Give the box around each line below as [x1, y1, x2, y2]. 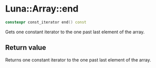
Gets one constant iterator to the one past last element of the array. [5, 29, 145, 35]
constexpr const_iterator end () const [5, 20, 87, 25]
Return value [5, 43, 46, 52]
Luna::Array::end [5, 3, 79, 15]
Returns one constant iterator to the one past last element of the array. [5, 56, 151, 63]
